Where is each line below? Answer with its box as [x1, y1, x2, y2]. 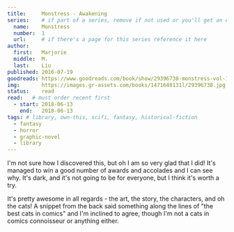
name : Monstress [13, 23, 70, 30]
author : [7, 42, 30, 49]
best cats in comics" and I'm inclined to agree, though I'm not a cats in [7, 210, 210, 218]
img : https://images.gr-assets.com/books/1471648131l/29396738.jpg [7, 82, 226, 88]
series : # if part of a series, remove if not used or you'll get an [7, 17, 223, 24]
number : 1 [13, 29, 45, 37]
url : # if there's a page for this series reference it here [13, 36, 208, 43]
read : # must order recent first [7, 95, 111, 102]
